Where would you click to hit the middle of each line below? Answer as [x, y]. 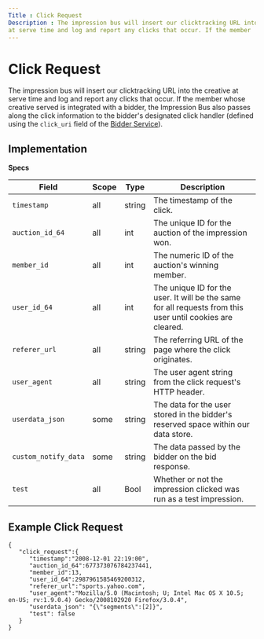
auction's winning [185, 266]
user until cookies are [193, 318]
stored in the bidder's [192, 415]
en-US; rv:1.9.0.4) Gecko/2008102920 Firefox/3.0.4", [98, 600]
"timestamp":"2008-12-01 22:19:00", [89, 559]
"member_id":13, [55, 572]
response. [172, 467]
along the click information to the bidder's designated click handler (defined [131, 116]
